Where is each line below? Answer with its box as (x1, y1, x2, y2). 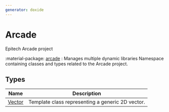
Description (72, 90, 101, 97)
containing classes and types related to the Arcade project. (5, 61, 128, 67)
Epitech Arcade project (5, 46, 53, 52)
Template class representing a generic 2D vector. (28, 98, 145, 105)
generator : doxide (5, 7, 44, 13)
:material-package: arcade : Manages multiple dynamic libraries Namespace (5, 55, 164, 61)
